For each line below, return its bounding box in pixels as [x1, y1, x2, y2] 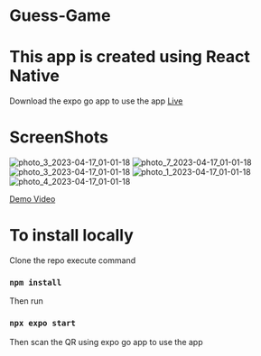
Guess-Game [9, 5, 111, 26]
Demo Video [9, 194, 56, 205]
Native [9, 66, 61, 87]
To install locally [9, 225, 134, 246]
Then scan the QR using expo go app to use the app [9, 336, 203, 347]
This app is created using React [9, 47, 250, 68]
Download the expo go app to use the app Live [9, 96, 183, 106]
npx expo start [9, 318, 77, 329]
